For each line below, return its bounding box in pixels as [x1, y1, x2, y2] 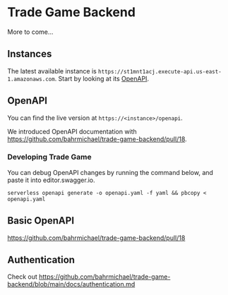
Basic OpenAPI [7, 215, 75, 227]
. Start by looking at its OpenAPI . [54, 74, 150, 83]
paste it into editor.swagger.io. [7, 176, 95, 184]
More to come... [7, 28, 54, 36]
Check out [7, 272, 37, 281]
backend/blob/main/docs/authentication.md [7, 280, 136, 289]
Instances [7, 48, 52, 60]
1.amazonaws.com [7, 76, 55, 83]
